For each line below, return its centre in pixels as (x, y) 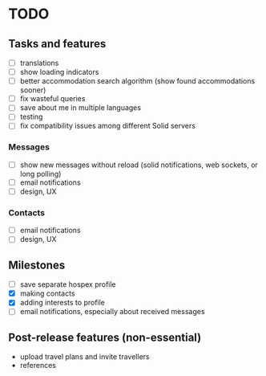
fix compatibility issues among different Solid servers (108, 126)
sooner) (33, 90)
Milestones (37, 265)
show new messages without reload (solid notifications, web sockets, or (139, 165)
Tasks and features (57, 44)
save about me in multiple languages (81, 108)
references (38, 366)
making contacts (47, 293)
